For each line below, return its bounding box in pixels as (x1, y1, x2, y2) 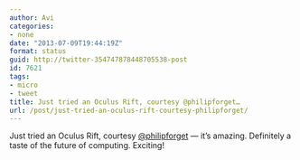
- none (9, 30, 34, 39)
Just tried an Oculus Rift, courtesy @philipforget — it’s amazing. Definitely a (9, 130, 292, 141)
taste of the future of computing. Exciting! (9, 140, 165, 151)
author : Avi (9, 13, 54, 23)
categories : (9, 22, 54, 31)
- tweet (9, 89, 39, 98)
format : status (9, 47, 67, 56)
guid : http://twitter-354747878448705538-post (9, 55, 188, 64)
